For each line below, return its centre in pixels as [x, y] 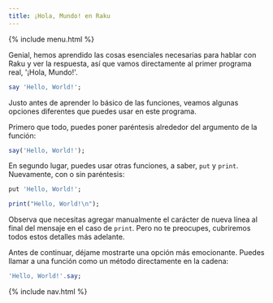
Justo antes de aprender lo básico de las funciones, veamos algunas [123, 102]
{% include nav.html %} [48, 292]
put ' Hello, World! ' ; [45, 189]
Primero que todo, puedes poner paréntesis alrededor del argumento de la [133, 127]
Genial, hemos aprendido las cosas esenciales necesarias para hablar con [132, 54]
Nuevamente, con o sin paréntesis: [67, 175]
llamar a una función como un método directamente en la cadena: [119, 262]
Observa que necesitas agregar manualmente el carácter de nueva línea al [133, 219]
